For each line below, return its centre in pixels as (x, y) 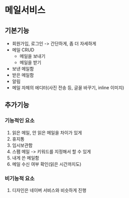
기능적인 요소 (20, 120)
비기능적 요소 (20, 178)
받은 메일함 (23, 75)
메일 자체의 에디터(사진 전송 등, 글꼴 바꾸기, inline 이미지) (68, 88)
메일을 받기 (30, 62)
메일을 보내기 (33, 56)
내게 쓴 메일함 (25, 158)
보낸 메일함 (23, 69)
